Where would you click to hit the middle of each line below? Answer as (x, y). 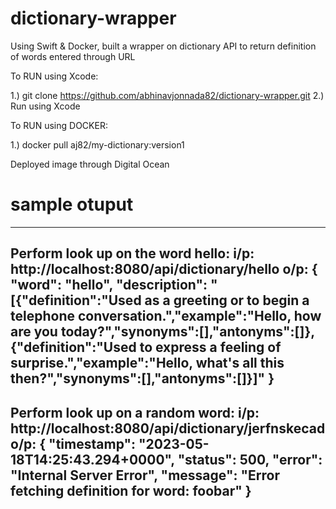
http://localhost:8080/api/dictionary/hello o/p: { (164, 269)
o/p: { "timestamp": (73, 443)
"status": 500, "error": (250, 459)
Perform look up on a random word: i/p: (135, 412)
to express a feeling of (210, 347)
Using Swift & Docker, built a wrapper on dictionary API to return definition (163, 46)
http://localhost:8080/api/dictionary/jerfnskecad (168, 428)
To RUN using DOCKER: (59, 125)
